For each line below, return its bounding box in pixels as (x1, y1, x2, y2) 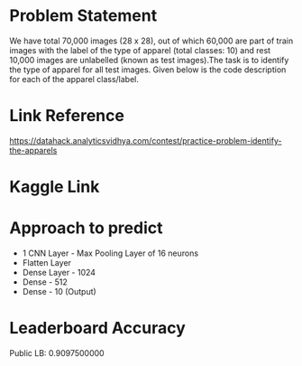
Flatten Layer (22, 258, 72, 267)
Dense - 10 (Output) (22, 286, 96, 296)
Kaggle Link (9, 177, 100, 197)
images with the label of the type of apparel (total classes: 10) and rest (9, 44, 271, 55)
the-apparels (9, 145, 58, 155)
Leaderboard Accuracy (9, 318, 187, 339)
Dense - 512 (22, 277, 68, 287)
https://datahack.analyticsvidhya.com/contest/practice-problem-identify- (9, 135, 282, 145)
